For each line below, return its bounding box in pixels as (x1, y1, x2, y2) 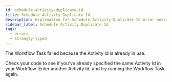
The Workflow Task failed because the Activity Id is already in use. (5, 50, 146, 56)
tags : (5, 27, 17, 32)
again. (5, 71, 19, 77)
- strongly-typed (10, 36, 47, 42)
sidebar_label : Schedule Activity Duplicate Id (5, 22, 109, 27)
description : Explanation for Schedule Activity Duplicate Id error (5, 17, 155, 22)
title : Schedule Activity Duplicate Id (5, 12, 91, 17)
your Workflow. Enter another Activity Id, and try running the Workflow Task (5, 65, 165, 72)
